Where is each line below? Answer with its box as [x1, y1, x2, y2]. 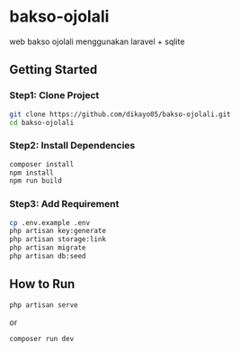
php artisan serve [9, 300, 78, 310]
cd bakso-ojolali [9, 118, 75, 127]
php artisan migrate [9, 243, 87, 253]
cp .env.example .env [9, 218, 91, 227]
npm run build [9, 176, 63, 185]
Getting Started [9, 62, 98, 77]
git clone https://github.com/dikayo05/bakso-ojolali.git [9, 110, 231, 119]
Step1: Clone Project [9, 89, 100, 102]
